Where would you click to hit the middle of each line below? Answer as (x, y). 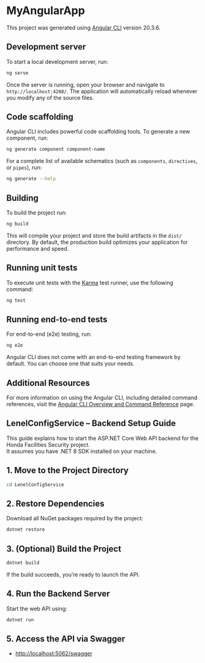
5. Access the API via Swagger (66, 639)
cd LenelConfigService (35, 485)
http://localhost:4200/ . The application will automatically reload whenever (102, 91)
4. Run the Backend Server (58, 594)
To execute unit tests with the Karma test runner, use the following (90, 282)
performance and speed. (38, 248)
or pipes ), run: (24, 168)
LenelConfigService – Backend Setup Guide (91, 423)
